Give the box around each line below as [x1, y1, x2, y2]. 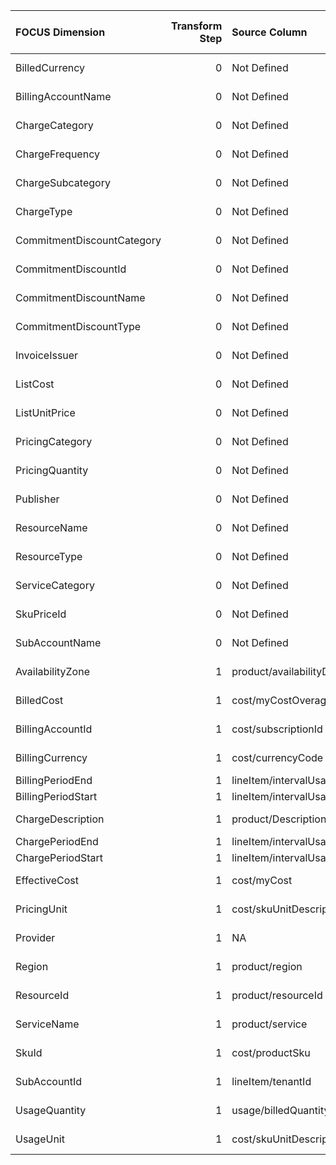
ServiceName [15, 1017, 80, 1031]
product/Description [231, 812, 327, 826]
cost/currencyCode [231, 751, 324, 764]
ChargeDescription [15, 812, 105, 826]
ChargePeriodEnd [15, 835, 99, 848]
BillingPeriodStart [15, 790, 98, 803]
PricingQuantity [15, 464, 89, 477]
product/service [231, 1017, 308, 1031]
